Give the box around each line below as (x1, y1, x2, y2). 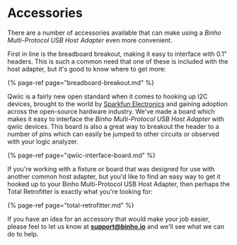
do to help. (7, 229, 39, 238)
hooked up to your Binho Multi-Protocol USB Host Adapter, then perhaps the (7, 179, 230, 188)
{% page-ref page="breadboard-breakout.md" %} (7, 78, 154, 86)
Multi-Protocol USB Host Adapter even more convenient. (7, 35, 173, 44)
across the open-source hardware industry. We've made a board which (7, 107, 215, 115)
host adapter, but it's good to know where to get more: (7, 64, 166, 73)
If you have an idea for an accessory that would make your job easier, (7, 215, 210, 223)
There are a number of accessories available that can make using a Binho (7, 28, 221, 37)
